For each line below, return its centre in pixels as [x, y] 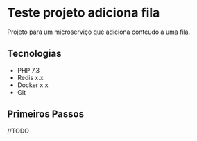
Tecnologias [34, 54]
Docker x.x [33, 85]
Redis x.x [30, 77]
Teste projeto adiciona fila [84, 13]
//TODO [18, 131]
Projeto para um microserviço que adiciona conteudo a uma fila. [99, 32]
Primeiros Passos [46, 114]
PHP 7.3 [28, 70]
